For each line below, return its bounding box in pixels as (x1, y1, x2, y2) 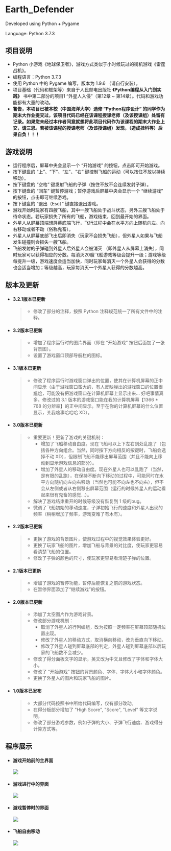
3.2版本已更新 (12, 327, 43, 333)
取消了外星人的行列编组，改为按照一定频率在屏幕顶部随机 (40, 624, 162, 630)
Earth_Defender (5, 4, 74, 15)
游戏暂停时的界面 (12, 805, 49, 811)
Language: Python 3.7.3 (5, 30, 55, 36)
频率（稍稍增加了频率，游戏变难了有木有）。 (33, 511, 125, 517)
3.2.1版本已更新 (12, 296, 46, 302)
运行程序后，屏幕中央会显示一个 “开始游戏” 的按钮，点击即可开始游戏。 (12, 162, 163, 168)
